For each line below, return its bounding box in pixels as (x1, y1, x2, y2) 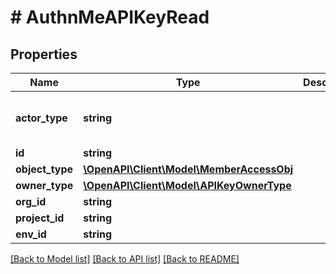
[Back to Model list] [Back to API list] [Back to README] (10, 253, 240, 265)
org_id (15, 195, 47, 208)
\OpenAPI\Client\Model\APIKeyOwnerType (83, 179, 292, 192)
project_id (15, 211, 65, 225)
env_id (15, 227, 47, 241)
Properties (10, 46, 78, 63)
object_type (15, 162, 74, 176)
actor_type (15, 111, 68, 125)
